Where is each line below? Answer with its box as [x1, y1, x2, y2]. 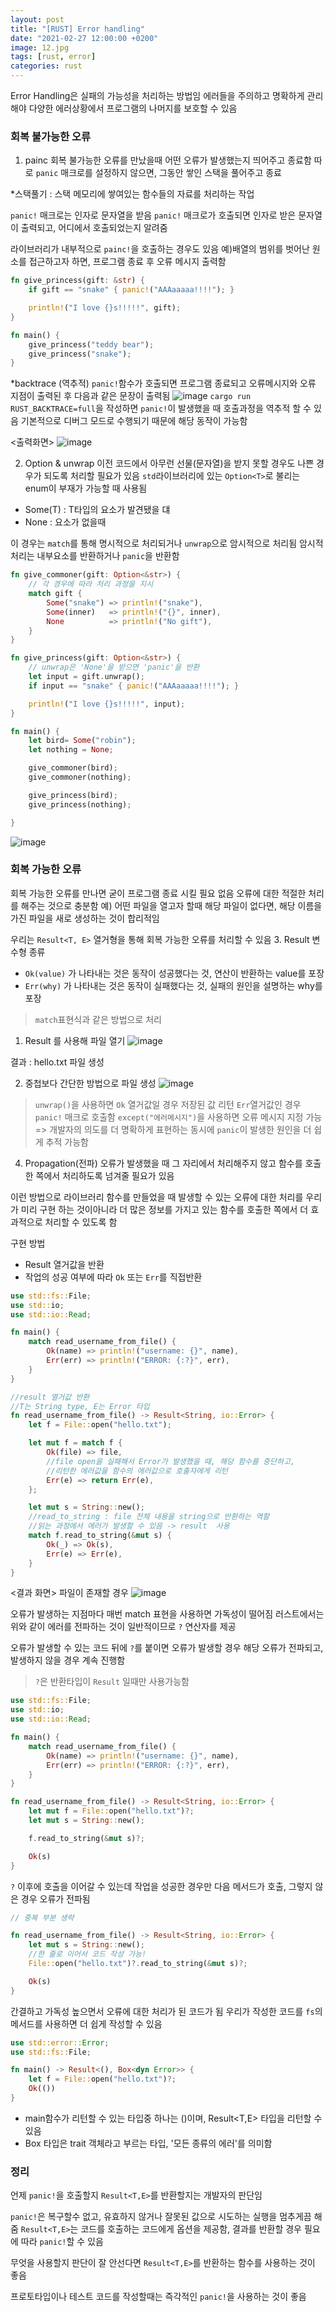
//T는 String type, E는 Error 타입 [10, 1401, 150, 1411]
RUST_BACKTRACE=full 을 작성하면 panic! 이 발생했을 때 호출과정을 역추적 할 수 [10, 402, 312, 415]
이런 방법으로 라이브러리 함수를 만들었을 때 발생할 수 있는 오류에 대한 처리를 [10, 1191, 304, 1203]
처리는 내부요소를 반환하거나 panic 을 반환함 [10, 550, 180, 562]
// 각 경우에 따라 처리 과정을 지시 [28, 579, 154, 590]
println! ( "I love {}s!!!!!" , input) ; [28, 699, 186, 709]
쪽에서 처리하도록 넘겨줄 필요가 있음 [35, 1169, 175, 1181]
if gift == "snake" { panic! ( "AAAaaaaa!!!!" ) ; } [28, 285, 235, 295]
